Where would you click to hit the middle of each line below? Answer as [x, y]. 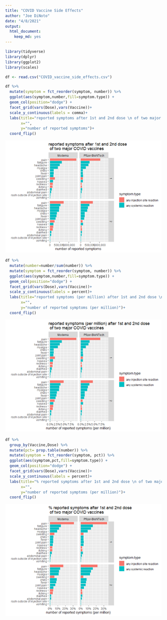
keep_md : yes [28, 37]
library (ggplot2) [23, 62]
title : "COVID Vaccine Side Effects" [44, 10]
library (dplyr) [21, 57]
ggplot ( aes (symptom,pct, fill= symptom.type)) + [59, 461]
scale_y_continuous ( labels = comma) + [49, 113]
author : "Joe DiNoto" [28, 16]
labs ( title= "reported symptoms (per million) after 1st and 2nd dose [83, 297]
